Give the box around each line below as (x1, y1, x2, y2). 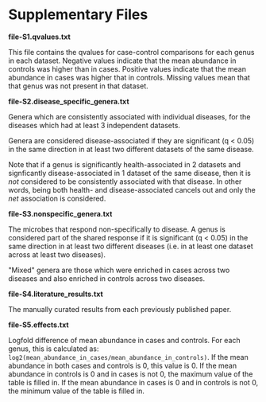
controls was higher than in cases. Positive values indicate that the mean (8, 64, 246, 73)
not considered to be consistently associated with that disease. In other (8, 177, 242, 186)
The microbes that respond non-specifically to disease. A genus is (8, 224, 226, 234)
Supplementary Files (8, 6, 148, 24)
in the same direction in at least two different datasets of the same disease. (8, 144, 254, 154)
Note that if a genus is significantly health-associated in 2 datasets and (8, 159, 241, 169)
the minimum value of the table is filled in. (8, 386, 145, 396)
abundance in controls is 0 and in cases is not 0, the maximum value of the (8, 369, 253, 379)
